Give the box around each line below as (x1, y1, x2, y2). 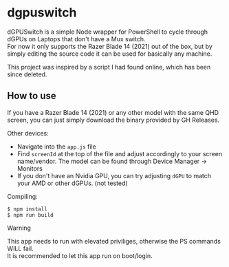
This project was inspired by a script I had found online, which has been (7, 63, 211, 71)
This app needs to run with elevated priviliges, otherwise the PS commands (7, 237, 221, 245)
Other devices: (7, 129, 50, 137)
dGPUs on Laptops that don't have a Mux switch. (7, 34, 146, 43)
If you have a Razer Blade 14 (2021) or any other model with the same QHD (7, 108, 219, 116)
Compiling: (7, 192, 38, 200)
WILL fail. (7, 244, 34, 253)
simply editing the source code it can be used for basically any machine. (7, 50, 212, 58)
